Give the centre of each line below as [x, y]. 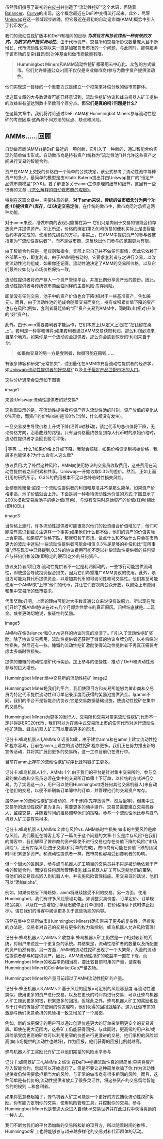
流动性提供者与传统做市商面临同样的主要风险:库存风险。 [61, 285]
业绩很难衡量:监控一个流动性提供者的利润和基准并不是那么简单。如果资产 [78, 488]
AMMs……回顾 [28, 136]
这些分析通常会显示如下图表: [33, 380]
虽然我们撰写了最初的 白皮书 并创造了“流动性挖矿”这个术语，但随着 [71, 7]
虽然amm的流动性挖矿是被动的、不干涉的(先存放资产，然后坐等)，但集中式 [80, 801]
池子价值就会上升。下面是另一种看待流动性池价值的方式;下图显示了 [88, 494]
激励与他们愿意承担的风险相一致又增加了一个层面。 [56, 1013]
